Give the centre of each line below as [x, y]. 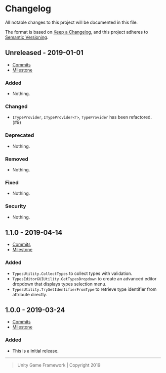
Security [16, 206]
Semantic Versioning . [27, 37]
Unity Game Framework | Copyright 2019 [59, 365]
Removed [17, 159]
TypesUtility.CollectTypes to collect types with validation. [72, 273]
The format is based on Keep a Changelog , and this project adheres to [77, 32]
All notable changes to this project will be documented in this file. [72, 22]
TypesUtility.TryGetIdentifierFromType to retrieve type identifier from [84, 289]
